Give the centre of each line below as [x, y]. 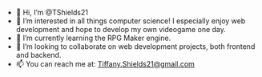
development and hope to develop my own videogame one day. [121, 29]
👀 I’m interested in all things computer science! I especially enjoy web [131, 21]
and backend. [38, 55]
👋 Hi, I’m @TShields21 [52, 12]
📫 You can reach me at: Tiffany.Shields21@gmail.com [105, 64]
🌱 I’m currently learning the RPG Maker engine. [93, 38]
